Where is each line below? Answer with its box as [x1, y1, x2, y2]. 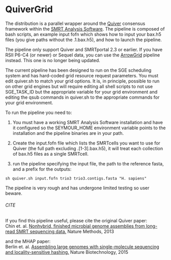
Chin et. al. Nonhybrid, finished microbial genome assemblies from [5, 223, 145, 229]
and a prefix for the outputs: [12, 166, 72, 172]
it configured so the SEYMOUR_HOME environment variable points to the [12, 125, 166, 131]
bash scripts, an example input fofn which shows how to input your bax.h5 [5, 31, 161, 37]
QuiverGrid [5, 4, 53, 15]
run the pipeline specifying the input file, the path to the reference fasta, [12, 160, 164, 166]
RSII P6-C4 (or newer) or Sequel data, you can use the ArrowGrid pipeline [5, 52, 160, 58]
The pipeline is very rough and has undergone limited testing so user [5, 185, 150, 191]
